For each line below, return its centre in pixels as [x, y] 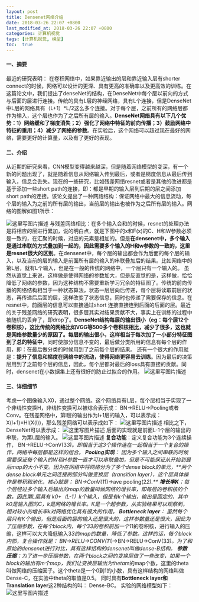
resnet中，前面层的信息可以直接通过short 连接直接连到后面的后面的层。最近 [98, 305]
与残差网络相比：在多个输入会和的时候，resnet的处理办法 [119, 224]
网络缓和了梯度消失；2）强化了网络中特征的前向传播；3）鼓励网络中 [107, 123]
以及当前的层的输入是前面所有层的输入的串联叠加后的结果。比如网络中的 [104, 260]
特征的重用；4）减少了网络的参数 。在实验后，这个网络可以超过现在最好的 [96, 130]
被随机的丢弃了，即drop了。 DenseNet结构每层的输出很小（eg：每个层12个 [97, 320]
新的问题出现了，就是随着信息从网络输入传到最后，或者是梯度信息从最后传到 [99, 174]
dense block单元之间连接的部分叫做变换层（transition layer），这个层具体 [95, 475]
